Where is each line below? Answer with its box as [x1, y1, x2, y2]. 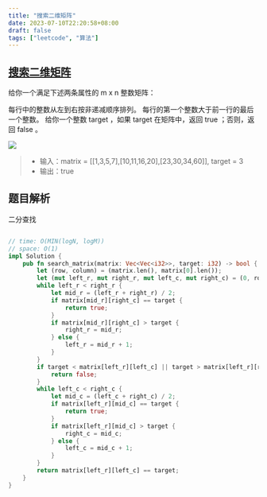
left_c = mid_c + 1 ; [64, 445, 133, 452]
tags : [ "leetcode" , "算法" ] [8, 33, 99, 42]
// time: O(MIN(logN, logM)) [8, 237, 105, 245]
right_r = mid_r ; [64, 326, 123, 334]
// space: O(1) [8, 244, 59, 253]
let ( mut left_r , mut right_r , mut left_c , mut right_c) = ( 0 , [37, 274, 251, 282]
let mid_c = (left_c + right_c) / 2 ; [50, 393, 176, 401]
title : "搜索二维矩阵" [8, 11, 76, 20]
